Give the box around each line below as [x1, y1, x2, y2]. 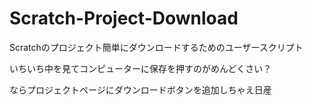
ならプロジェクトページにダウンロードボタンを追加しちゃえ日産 [9, 83, 272, 96]
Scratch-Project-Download [9, 7, 239, 30]
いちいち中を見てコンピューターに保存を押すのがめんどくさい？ [9, 62, 272, 74]
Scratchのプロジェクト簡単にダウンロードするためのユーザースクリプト [9, 41, 304, 53]
